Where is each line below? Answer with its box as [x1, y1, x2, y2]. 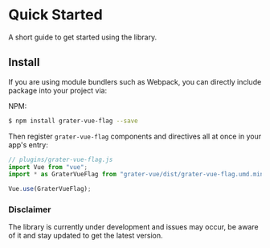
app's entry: [8, 139, 48, 150]
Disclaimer [8, 204, 51, 215]
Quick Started [8, 6, 103, 24]
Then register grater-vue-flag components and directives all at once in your [8, 131, 262, 141]
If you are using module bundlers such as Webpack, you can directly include [8, 76, 262, 86]
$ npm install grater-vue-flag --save [8, 117, 138, 125]
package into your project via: [8, 85, 107, 95]
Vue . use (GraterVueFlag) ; [8, 185, 92, 193]
